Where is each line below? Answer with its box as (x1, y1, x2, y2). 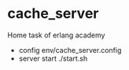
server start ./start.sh (18, 54, 88, 63)
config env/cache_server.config (18, 45, 122, 54)
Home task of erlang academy (7, 30, 105, 40)
